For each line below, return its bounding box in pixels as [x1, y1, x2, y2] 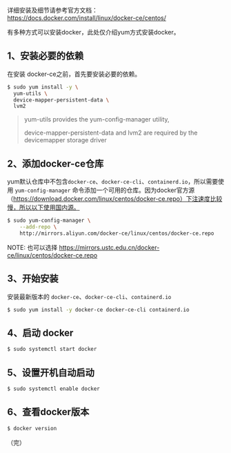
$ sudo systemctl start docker [7, 346, 97, 353]
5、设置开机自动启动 [7, 367, 95, 378]
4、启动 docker [7, 327, 74, 338]
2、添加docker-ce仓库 [7, 157, 104, 169]
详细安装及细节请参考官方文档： [7, 6, 98, 14]
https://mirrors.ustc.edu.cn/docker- [59, 243, 160, 251]
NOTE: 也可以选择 [7, 243, 58, 251]
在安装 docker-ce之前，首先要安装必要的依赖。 [7, 70, 141, 78]
